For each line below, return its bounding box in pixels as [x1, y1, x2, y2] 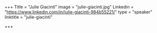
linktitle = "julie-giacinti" [4, 14, 53, 20]
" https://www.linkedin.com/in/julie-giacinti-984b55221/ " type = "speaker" [4, 9, 153, 15]
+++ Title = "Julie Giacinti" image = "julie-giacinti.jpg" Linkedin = [4, 4, 134, 10]
